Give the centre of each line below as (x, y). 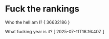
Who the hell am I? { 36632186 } (37, 22)
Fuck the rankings (42, 9)
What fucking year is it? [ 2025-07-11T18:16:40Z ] (55, 31)
